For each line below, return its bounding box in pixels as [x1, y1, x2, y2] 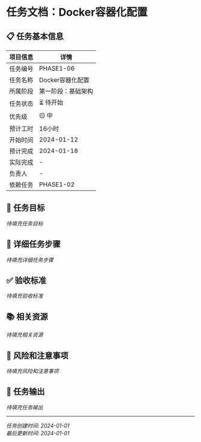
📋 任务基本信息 [6, 31, 64, 41]
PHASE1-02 [39, 180, 75, 189]
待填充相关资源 [6, 331, 43, 338]
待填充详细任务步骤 [6, 256, 54, 264]
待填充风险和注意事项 [6, 368, 59, 375]
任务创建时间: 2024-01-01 [6, 422, 70, 429]
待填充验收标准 [6, 292, 43, 299]
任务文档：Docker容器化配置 [6, 5, 148, 19]
